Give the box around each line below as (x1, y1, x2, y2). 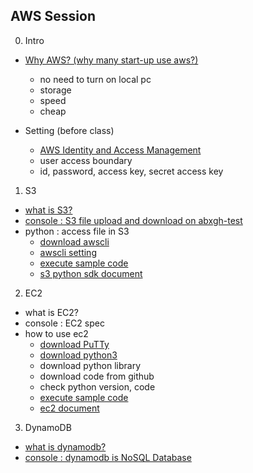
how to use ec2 (24, 327, 89, 339)
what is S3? (24, 204, 73, 216)
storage (39, 84, 72, 96)
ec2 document (39, 402, 100, 414)
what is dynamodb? (24, 440, 107, 453)
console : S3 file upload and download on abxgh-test (24, 214, 243, 226)
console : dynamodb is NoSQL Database (24, 451, 192, 463)
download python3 (39, 349, 118, 361)
